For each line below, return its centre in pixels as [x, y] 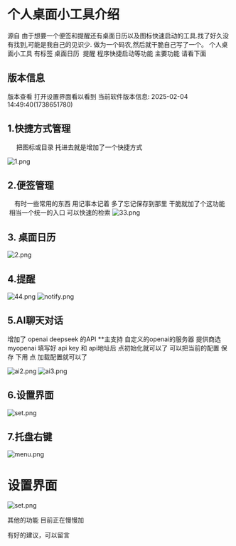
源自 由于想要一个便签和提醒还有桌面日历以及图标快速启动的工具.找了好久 [115, 36]
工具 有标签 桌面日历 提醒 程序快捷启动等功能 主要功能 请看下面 [113, 53]
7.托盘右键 [30, 437]
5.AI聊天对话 [36, 321]
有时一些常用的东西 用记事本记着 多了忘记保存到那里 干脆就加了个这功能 [119, 204]
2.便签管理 [31, 185]
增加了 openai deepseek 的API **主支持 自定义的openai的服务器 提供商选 [114, 339]
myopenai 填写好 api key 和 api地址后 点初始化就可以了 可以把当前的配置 [113, 348]
